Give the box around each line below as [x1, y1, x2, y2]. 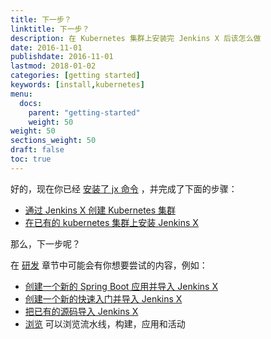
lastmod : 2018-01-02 [10, 61, 97, 71]
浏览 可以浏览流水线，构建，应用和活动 [24, 317, 186, 330]
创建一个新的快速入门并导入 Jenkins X [24, 292, 183, 305]
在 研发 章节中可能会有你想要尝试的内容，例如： [10, 259, 208, 271]
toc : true [10, 154, 52, 164]
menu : [10, 89, 33, 99]
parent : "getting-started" [28, 107, 141, 118]
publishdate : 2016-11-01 [10, 52, 114, 62]
